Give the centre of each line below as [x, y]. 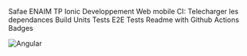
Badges [21, 28]
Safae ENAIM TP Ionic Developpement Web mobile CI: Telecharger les [123, 11]
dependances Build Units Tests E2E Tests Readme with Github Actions [124, 20]
